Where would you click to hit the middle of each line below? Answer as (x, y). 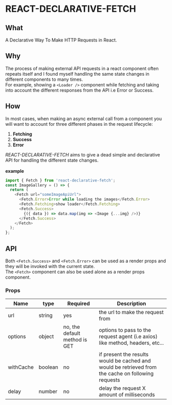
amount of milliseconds (127, 395)
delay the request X (122, 388)
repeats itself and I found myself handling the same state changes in (77, 74)
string (46, 316)
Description (132, 304)
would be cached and (125, 361)
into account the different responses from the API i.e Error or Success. (79, 90)
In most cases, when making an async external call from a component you (84, 119)
